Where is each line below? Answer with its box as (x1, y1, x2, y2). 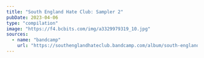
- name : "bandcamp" (12, 37, 61, 43)
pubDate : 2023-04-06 (6, 14, 59, 21)
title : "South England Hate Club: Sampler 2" (6, 8, 123, 15)
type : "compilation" (6, 20, 59, 26)
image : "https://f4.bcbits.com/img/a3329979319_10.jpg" (6, 25, 151, 32)
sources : (6, 31, 29, 37)
